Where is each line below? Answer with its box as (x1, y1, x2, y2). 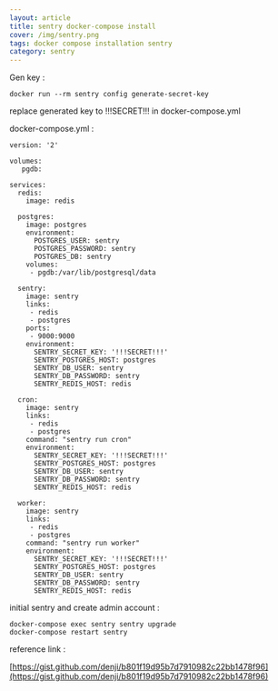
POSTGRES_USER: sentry (33, 236, 120, 245)
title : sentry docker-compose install (9, 22, 156, 31)
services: (9, 181, 47, 190)
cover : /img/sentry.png (9, 30, 100, 39)
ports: (25, 324, 51, 333)
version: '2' (9, 141, 59, 150)
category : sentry (9, 47, 75, 56)
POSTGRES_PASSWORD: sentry (33, 245, 136, 254)
